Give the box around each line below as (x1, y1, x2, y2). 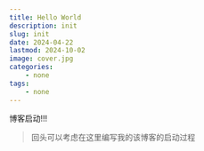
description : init (9, 21, 78, 30)
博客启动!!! (9, 113, 48, 123)
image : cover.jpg (9, 54, 74, 63)
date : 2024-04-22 (9, 37, 74, 47)
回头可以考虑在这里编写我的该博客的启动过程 (30, 131, 196, 142)
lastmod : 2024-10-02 (9, 46, 86, 55)
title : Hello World (9, 12, 82, 22)
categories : (9, 63, 53, 72)
